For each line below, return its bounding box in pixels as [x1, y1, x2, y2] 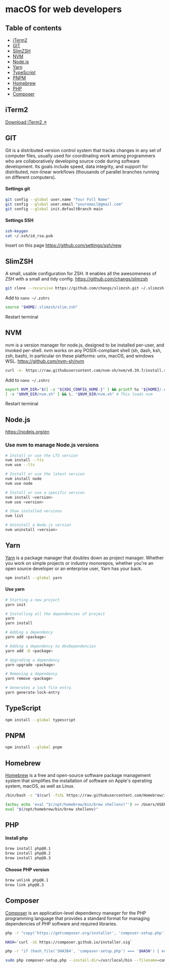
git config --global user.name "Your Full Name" [5, 197, 110, 202]
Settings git [5, 186, 30, 192]
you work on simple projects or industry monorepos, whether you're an [5, 560, 154, 566]
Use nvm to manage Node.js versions [5, 442, 99, 449]
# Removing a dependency [5, 671, 58, 677]
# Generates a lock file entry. [5, 685, 73, 690]
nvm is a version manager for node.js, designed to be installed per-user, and [5, 342, 164, 348]
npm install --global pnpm [5, 745, 62, 750]
